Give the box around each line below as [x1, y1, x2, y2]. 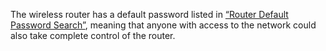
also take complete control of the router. [10, 30, 176, 41]
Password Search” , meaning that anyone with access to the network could [10, 19, 317, 31]
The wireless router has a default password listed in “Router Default [10, 9, 289, 20]
